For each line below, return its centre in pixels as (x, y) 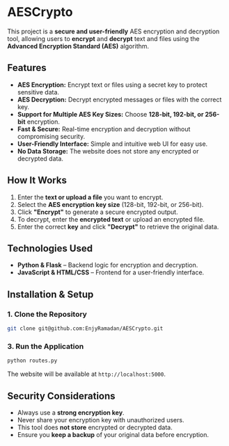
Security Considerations (62, 396)
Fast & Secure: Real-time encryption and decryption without (104, 129)
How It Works (37, 180)
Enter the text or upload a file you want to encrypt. (90, 197)
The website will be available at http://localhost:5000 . (86, 374)
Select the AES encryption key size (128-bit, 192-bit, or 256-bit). (110, 204)
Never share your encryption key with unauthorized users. (101, 420)
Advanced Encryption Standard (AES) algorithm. (78, 46)
